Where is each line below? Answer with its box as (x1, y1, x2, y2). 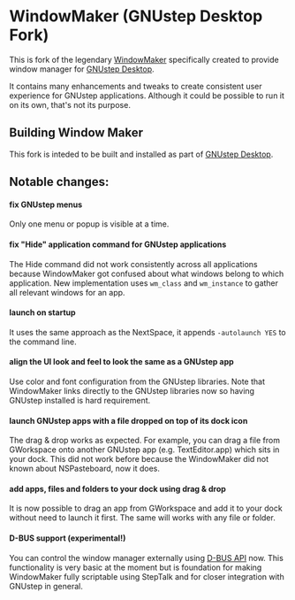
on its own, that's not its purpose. (9, 99, 131, 110)
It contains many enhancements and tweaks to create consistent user (9, 81, 262, 91)
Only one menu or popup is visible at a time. (9, 219, 170, 229)
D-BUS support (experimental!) (9, 533, 126, 543)
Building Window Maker (9, 126, 144, 141)
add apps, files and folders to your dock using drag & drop (9, 483, 227, 494)
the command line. (9, 336, 77, 347)
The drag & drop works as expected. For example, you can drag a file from (9, 435, 281, 446)
